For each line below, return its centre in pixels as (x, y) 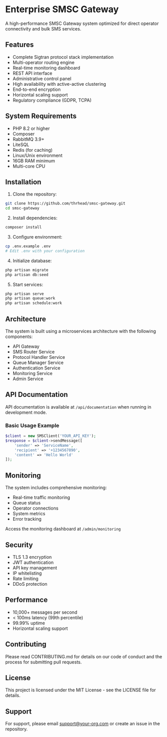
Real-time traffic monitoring (41, 497)
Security (19, 545)
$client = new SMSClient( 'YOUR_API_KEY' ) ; (51, 436)
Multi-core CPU (29, 166)
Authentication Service (36, 368)
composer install (24, 227)
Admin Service (28, 379)
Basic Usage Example (32, 425)
